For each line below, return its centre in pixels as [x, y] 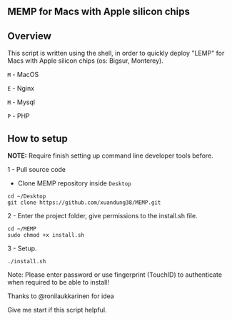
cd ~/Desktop [27, 197]
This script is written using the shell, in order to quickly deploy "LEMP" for [116, 53]
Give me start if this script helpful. [57, 310]
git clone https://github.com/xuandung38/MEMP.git [84, 203]
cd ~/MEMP [22, 229]
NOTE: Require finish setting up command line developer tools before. [111, 156]
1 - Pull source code [37, 170]
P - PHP [19, 116]
